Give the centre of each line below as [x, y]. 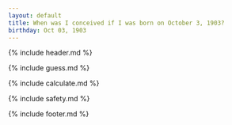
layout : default [35, 15]
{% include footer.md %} [49, 114]
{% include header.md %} [50, 53]
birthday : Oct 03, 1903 [48, 30]
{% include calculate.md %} [54, 83]
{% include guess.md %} [49, 68]
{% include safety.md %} [49, 99]
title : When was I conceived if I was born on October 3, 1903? [116, 23]
